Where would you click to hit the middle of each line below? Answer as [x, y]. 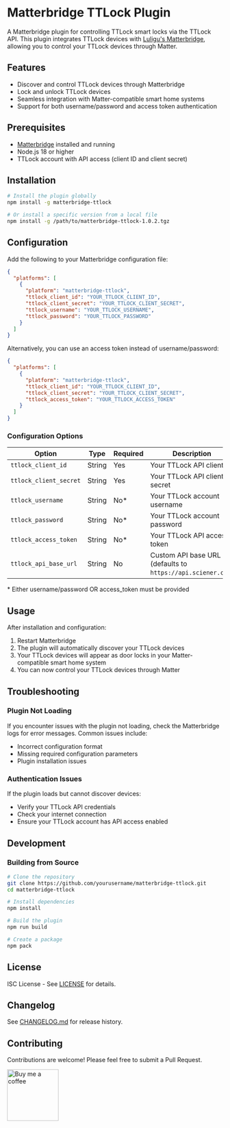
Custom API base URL [186, 555]
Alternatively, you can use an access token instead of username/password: [113, 348]
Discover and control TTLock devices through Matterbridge [101, 84]
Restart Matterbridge [47, 641]
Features [26, 68]
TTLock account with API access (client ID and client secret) [102, 158]
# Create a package [35, 939]
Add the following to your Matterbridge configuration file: [88, 259]
